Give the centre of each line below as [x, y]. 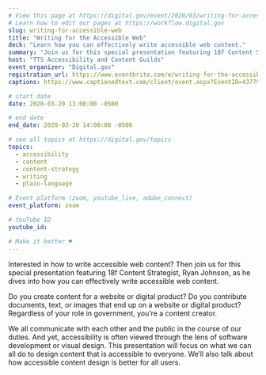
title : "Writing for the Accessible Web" [78, 38]
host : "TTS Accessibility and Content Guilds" [86, 60]
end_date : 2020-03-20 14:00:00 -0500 [70, 125]
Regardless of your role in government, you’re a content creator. [113, 313]
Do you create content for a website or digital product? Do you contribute [127, 296]
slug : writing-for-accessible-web [65, 30]
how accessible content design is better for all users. [94, 362]
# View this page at [42, 15]
